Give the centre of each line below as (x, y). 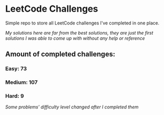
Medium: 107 (22, 82)
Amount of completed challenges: (60, 54)
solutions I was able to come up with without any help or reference (75, 38)
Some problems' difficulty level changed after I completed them (72, 107)
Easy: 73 (16, 69)
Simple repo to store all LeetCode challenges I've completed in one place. (82, 23)
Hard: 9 (15, 96)
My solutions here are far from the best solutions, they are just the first (79, 33)
